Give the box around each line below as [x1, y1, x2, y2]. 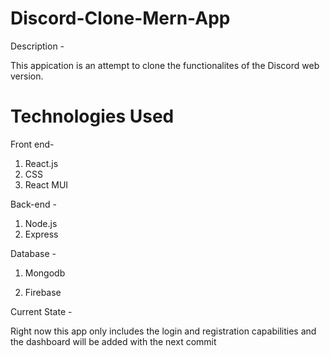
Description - [10, 40, 65, 52]
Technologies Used [10, 105, 175, 128]
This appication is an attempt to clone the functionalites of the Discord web [10, 59, 320, 71]
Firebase [24, 286, 62, 298]
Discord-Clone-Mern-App [10, 7, 231, 30]
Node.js [24, 217, 58, 229]
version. [10, 70, 44, 82]
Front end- [10, 138, 55, 150]
